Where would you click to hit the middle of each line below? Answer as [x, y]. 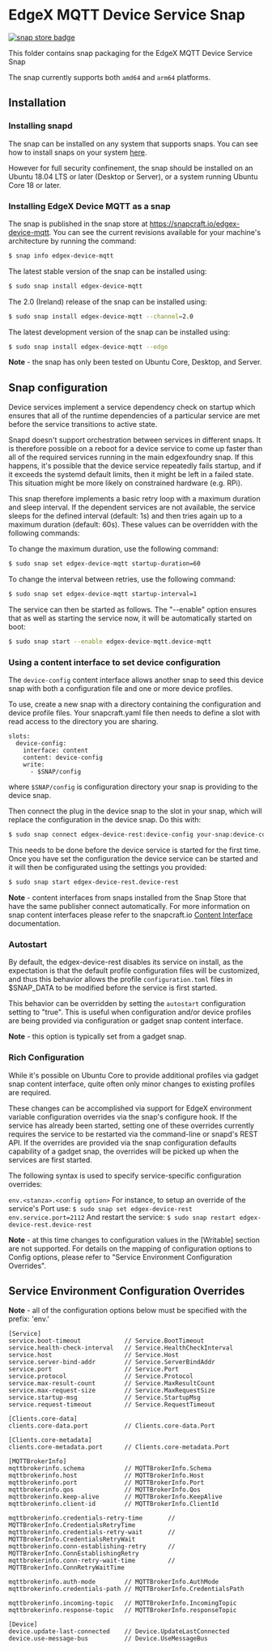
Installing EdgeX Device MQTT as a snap [89, 206]
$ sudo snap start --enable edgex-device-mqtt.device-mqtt [110, 642]
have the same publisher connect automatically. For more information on [129, 906]
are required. [30, 1092]
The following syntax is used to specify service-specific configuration [125, 1175]
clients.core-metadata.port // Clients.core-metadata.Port [119, 1448]
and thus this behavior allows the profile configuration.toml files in [121, 979]
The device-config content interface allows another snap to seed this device [136, 680]
